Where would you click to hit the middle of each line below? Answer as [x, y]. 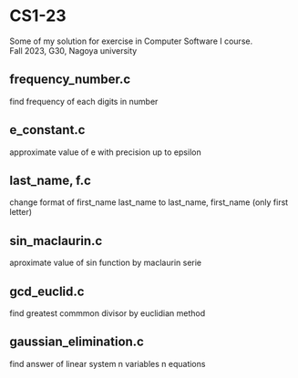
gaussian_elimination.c [77, 342]
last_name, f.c [50, 180]
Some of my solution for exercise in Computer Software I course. [131, 41]
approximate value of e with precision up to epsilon [106, 152]
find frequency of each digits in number [84, 101]
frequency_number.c [70, 80]
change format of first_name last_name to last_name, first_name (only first [149, 202]
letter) [21, 212]
